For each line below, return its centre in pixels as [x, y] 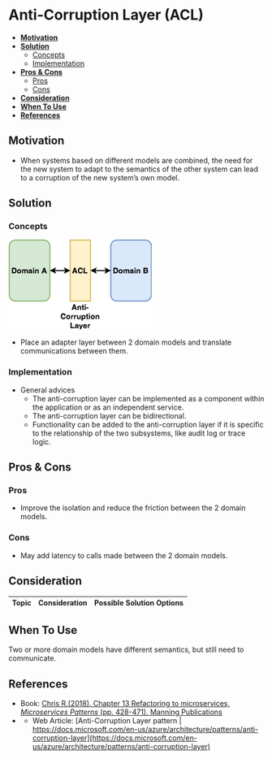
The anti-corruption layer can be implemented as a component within [148, 398]
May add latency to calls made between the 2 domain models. [124, 555]
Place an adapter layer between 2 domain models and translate [126, 342]
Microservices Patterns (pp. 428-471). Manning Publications [121, 712]
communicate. [32, 658]
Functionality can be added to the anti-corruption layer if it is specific [148, 424]
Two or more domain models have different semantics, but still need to [126, 650]
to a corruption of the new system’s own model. [100, 177]
